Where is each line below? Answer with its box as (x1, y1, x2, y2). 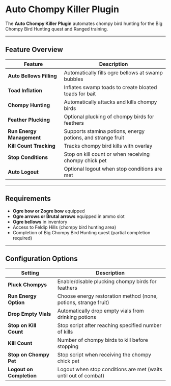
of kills (57, 328, 73, 336)
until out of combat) (57, 372, 105, 379)
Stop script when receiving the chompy (57, 351, 152, 359)
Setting (21, 269, 39, 277)
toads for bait (64, 90, 96, 97)
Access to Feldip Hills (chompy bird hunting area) (12, 224, 117, 230)
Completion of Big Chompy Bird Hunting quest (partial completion (12, 229, 151, 235)
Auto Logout (8, 168, 39, 175)
